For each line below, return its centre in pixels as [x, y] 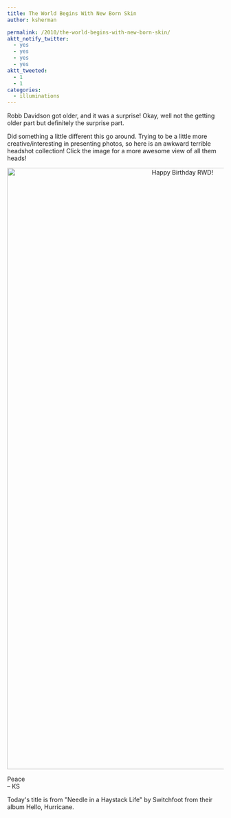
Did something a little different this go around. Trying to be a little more [107, 136]
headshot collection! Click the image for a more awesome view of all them [112, 151]
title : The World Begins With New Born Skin [72, 13]
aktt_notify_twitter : [38, 38]
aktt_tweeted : [27, 70]
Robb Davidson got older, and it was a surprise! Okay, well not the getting [111, 116]
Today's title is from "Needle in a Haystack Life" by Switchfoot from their [110, 800]
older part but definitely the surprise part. [66, 123]
